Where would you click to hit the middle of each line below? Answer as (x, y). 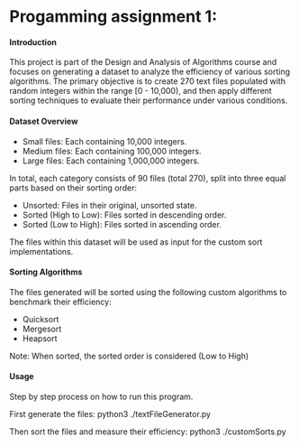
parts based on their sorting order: (73, 188)
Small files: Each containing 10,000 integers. (104, 141)
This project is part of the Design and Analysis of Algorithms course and (143, 62)
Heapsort (40, 338)
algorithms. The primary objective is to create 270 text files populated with (148, 81)
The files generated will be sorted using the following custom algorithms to (148, 292)
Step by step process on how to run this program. (101, 396)
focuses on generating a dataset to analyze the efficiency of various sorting (150, 72)
